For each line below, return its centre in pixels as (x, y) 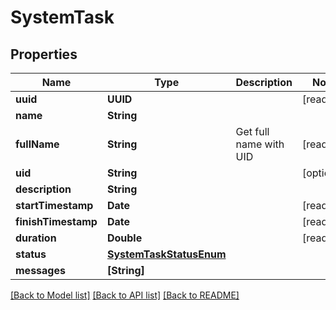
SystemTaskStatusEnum (166, 254)
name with (260, 144)
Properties (44, 54)
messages (40, 270)
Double (124, 238)
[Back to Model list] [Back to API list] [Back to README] (125, 295)
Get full (252, 131)
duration (36, 238)
